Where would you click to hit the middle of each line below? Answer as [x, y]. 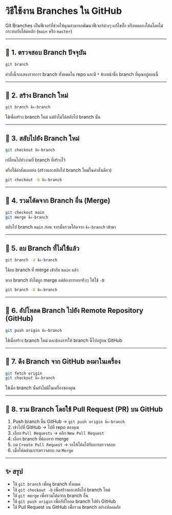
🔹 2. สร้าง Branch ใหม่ [37, 96]
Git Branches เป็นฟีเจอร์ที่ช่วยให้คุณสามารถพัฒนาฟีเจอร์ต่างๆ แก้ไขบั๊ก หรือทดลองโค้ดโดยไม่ [84, 25]
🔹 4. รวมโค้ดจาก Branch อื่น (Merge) [58, 201]
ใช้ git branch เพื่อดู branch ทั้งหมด [47, 484]
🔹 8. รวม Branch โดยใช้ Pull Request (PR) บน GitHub [84, 409]
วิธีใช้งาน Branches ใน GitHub [63, 11]
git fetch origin [24, 373]
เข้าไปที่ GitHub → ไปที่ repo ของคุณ [46, 427]
